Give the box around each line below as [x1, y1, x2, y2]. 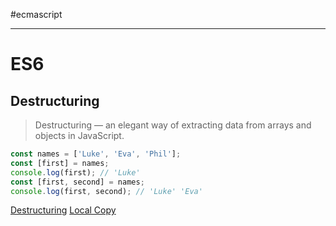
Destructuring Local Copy [10, 204, 117, 216]
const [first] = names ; [10, 158, 110, 168]
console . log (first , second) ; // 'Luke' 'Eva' [10, 186, 203, 196]
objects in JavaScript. [34, 130, 125, 141]
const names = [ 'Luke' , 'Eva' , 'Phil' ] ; [10, 149, 182, 159]
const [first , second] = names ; [10, 177, 145, 187]
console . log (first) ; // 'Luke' [10, 167, 141, 178]
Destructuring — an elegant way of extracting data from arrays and [34, 119, 312, 131]
